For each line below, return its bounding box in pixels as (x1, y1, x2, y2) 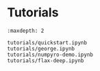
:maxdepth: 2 (7, 27, 45, 34)
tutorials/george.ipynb (7, 45, 75, 52)
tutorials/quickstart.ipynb (7, 39, 88, 46)
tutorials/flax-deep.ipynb (7, 57, 84, 64)
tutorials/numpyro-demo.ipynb (7, 51, 94, 58)
